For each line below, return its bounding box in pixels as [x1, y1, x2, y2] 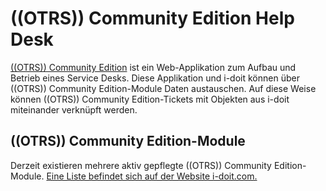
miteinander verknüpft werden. [10, 103, 138, 116]
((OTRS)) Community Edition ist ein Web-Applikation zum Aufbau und [10, 61, 297, 73]
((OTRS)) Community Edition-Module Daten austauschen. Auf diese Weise [10, 82, 317, 94]
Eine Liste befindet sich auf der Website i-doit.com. [46, 170, 258, 182]
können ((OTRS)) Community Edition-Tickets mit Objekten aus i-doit [10, 93, 290, 105]
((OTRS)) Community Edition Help [10, 7, 295, 30]
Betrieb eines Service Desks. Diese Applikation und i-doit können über [10, 72, 300, 84]
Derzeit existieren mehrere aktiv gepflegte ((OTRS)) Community [10, 159, 272, 171]
